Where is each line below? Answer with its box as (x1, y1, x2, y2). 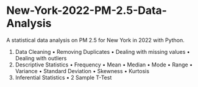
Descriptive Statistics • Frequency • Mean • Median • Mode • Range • (15, 61, 193, 68)
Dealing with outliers (15, 54, 67, 62)
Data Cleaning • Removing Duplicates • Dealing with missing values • (15, 48, 190, 55)
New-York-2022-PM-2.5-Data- (6, 4, 168, 18)
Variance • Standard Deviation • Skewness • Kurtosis (15, 67, 150, 74)
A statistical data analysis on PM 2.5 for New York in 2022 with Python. (6, 36, 185, 43)
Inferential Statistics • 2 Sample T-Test (15, 74, 112, 81)
